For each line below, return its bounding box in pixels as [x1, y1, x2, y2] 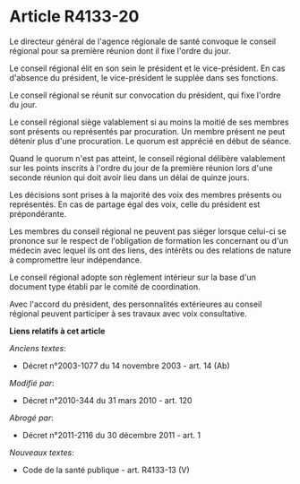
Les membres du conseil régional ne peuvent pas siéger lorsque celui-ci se [9, 226, 287, 237]
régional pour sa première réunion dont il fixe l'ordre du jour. [9, 45, 231, 56]
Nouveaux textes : [9, 446, 74, 458]
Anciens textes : [9, 342, 67, 353]
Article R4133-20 [9, 6, 140, 27]
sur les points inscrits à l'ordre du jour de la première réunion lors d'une [9, 162, 273, 173]
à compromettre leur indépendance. [9, 254, 142, 265]
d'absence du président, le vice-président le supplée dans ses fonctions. [9, 72, 279, 82]
